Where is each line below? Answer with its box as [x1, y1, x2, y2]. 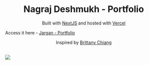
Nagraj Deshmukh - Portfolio [23, 3, 145, 15]
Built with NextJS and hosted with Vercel [42, 20, 126, 26]
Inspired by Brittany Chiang [55, 39, 112, 45]
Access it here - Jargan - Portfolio [5, 29, 75, 35]
